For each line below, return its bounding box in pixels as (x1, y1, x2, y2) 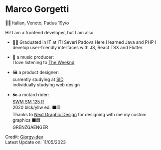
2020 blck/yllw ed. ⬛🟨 (12, 104, 61, 110)
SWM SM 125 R (12, 98, 44, 105)
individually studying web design (12, 81, 80, 87)
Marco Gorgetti (5, 3, 69, 15)
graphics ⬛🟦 (12, 117, 41, 123)
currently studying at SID (12, 76, 64, 82)
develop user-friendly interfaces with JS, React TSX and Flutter (12, 44, 143, 50)
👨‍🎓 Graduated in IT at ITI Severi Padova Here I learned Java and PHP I (12, 39, 157, 45)
